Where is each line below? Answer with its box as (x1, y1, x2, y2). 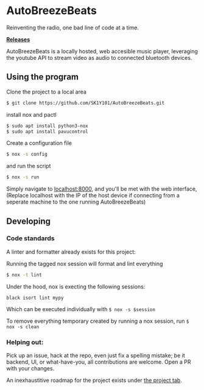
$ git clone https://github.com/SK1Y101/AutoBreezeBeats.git (6, 100, 165, 106)
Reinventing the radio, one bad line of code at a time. (6, 24, 139, 31)
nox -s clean (6, 323, 40, 330)
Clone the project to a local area (6, 88, 87, 95)
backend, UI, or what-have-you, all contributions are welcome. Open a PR (6, 358, 191, 366)
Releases (6, 35, 30, 43)
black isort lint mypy (6, 295, 64, 301)
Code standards (6, 234, 55, 243)
